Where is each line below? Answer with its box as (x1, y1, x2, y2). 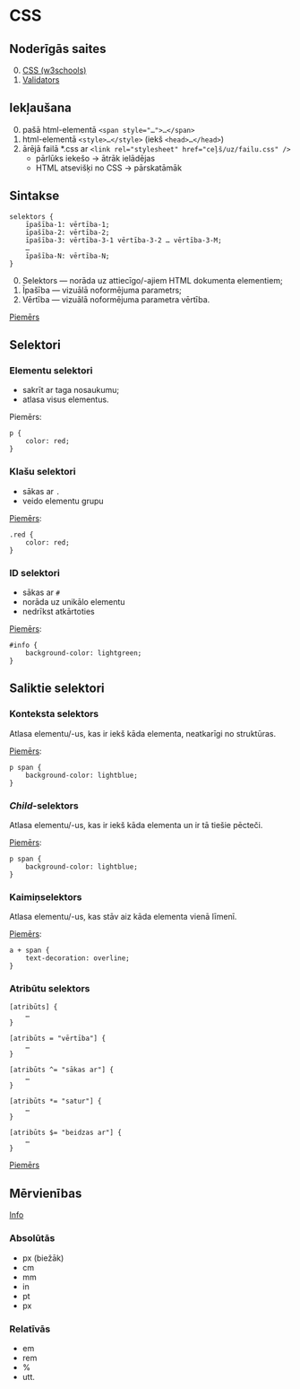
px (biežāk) (21, 1253, 64, 1263)
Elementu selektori (9, 364, 93, 377)
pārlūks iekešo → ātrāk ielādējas (35, 153, 155, 163)
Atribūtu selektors (9, 983, 90, 995)
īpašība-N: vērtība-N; (25, 251, 110, 260)
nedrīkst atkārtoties (21, 606, 96, 616)
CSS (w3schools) (21, 65, 87, 75)
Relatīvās (9, 1323, 51, 1335)
